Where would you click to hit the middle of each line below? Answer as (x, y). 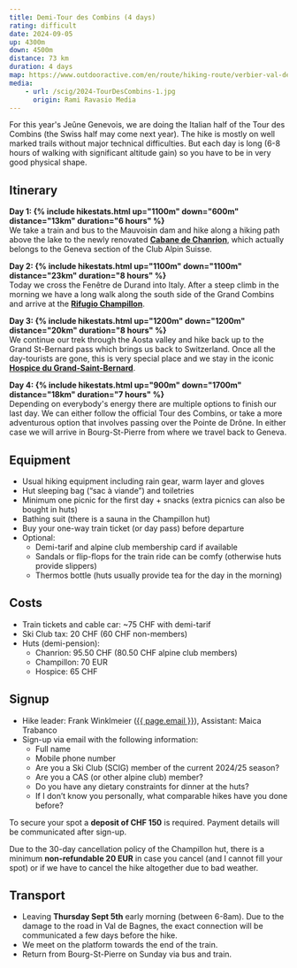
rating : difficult (43, 26)
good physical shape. (48, 162)
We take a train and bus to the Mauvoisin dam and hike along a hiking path (145, 230)
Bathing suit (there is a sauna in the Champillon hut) (116, 519)
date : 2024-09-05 (41, 34)
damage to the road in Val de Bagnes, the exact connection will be (142, 926)
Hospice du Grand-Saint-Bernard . (72, 368)
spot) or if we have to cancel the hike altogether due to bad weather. (134, 867)
